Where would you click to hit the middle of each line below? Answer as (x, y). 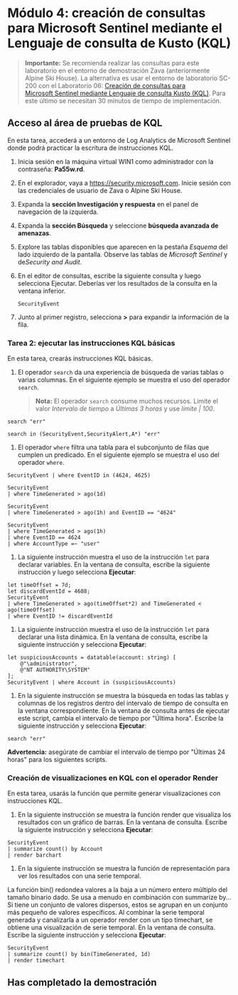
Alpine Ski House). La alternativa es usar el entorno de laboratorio (121, 78)
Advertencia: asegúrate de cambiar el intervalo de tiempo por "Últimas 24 (117, 752)
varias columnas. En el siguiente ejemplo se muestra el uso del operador (124, 380)
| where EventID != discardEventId (60, 616)
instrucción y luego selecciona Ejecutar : (77, 572)
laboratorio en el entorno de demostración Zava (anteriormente (117, 70)
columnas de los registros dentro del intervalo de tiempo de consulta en (123, 703)
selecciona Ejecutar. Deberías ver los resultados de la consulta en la (118, 283)
